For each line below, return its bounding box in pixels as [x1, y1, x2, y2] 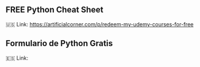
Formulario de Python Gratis [5, 38, 113, 48]
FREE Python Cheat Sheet [5, 5, 104, 15]
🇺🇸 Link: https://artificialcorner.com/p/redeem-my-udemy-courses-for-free [5, 20, 194, 28]
